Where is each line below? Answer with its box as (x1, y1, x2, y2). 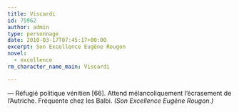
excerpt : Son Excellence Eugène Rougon (7, 43, 126, 50)
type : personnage (7, 30, 59, 38)
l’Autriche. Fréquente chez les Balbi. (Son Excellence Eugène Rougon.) (7, 96, 214, 105)
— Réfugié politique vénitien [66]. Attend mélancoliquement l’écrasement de (7, 89, 232, 97)
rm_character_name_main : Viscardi (7, 63, 111, 70)
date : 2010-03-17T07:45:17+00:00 (7, 37, 107, 44)
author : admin (7, 23, 50, 30)
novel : (7, 50, 27, 57)
